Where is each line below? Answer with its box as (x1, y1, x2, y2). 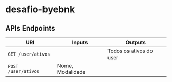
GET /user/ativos (8, 51, 50, 57)
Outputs (125, 39, 146, 46)
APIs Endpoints (5, 24, 55, 33)
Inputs (72, 39, 88, 46)
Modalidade (57, 69, 86, 75)
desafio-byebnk (5, 4, 75, 15)
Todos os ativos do (107, 47, 153, 54)
